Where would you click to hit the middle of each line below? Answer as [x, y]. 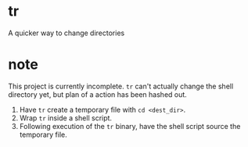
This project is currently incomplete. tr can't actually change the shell [121, 86]
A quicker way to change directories [66, 33]
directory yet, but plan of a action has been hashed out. [98, 94]
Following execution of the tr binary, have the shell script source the [130, 126]
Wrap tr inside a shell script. [65, 118]
